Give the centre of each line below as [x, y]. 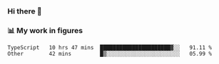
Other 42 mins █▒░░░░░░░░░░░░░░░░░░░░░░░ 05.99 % [110, 54]
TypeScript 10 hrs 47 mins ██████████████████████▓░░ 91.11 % [110, 48]
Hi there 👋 [25, 11]
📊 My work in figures [45, 30]
